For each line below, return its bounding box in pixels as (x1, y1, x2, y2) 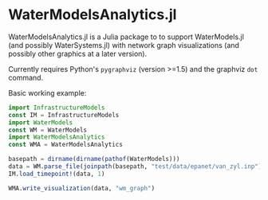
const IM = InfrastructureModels (8, 111, 120, 119)
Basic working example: (8, 88, 87, 97)
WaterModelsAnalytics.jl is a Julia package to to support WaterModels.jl (8, 32, 245, 41)
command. (8, 73, 44, 82)
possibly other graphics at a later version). (8, 49, 148, 58)
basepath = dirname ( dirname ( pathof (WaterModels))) (8, 155, 180, 163)
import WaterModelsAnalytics (8, 133, 105, 141)
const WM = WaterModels (8, 126, 88, 134)
